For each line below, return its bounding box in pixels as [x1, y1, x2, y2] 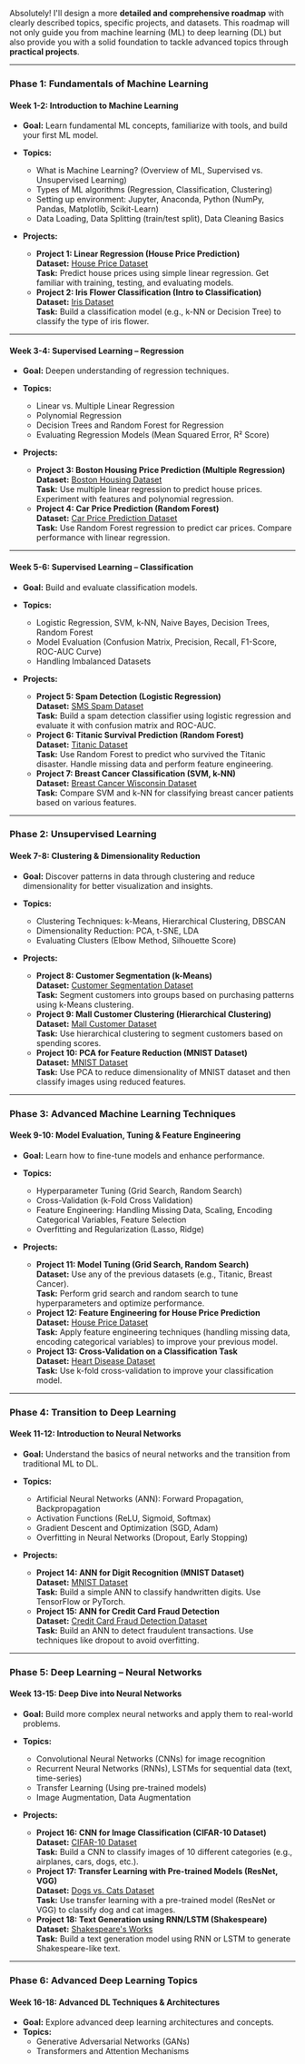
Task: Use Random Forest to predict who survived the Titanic [35, 748, 266, 759]
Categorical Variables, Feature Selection [35, 1214, 187, 1225]
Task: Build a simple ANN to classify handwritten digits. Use [35, 1586, 261, 1597]
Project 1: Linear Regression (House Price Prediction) [35, 249, 241, 260]
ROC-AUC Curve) [35, 646, 103, 657]
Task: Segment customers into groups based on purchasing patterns [35, 989, 295, 1000]
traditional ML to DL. [22, 1457, 99, 1469]
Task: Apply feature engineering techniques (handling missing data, [35, 1326, 290, 1338]
